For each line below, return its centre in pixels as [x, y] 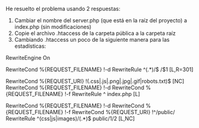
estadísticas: [30, 46]
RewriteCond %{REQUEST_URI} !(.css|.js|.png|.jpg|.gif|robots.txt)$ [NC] [95, 81]
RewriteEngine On [28, 58]
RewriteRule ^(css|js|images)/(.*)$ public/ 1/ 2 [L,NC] [70, 118]
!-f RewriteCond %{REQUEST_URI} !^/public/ [120, 112]
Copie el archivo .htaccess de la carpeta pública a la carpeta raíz [95, 33]
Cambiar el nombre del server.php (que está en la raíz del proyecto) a [101, 20]
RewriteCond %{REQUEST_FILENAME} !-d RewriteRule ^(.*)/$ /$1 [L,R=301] [99, 69]
